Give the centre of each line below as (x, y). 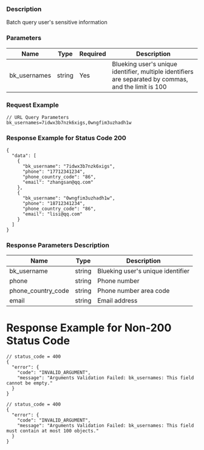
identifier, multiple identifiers (153, 72)
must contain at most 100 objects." (53, 431)
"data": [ (24, 156)
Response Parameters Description (58, 246)
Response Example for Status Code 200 (66, 138)
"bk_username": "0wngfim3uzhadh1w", (69, 198)
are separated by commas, (150, 79)
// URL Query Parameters (38, 117)
